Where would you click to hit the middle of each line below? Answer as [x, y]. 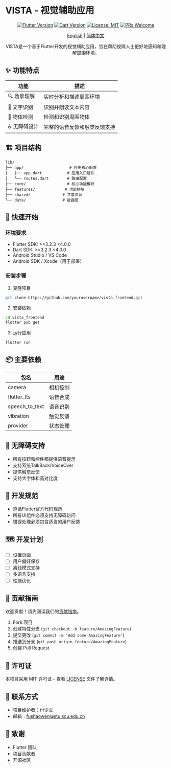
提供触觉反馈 [26, 471]
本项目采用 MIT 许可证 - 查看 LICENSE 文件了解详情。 [62, 679]
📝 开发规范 [22, 496]
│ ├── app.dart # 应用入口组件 [50, 173]
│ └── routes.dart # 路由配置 [46, 178]
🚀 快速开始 [22, 217]
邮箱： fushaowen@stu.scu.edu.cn [49, 716]
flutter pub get [22, 323]
